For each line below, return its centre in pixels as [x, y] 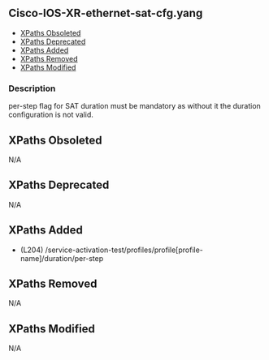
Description [32, 88]
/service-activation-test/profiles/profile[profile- [124, 250]
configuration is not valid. [51, 115]
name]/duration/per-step [62, 258]
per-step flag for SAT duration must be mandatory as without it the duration [135, 106]
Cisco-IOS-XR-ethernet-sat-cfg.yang [106, 13]
